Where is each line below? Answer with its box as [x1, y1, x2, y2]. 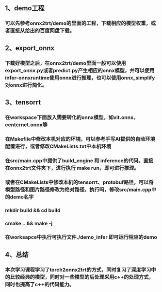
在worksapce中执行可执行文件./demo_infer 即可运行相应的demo [5, 234, 158, 241]
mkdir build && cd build [5, 207, 61, 214]
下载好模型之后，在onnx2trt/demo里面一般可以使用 [5, 59, 126, 66]
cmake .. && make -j [5, 220, 53, 227]
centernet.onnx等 [5, 121, 48, 128]
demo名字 [10, 194, 34, 200]
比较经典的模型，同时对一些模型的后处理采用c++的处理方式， [10, 273, 154, 280]
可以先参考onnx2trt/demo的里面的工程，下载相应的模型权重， [5, 20, 151, 27]
